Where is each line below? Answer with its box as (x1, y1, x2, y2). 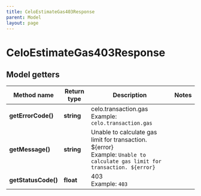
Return (65, 88, 85, 96)
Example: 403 (90, 180, 128, 188)
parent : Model (6, 14, 42, 20)
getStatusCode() (9, 176, 58, 185)
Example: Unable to (90, 150, 147, 159)
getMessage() (9, 145, 51, 153)
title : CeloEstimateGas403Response (6, 8, 95, 15)
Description (112, 91, 147, 99)
